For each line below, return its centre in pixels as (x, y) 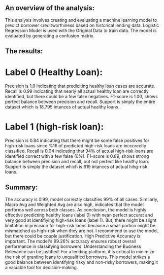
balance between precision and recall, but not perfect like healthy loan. (77, 162)
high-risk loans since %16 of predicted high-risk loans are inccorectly (76, 146)
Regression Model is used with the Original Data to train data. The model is (81, 30)
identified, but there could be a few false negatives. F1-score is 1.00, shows (82, 97)
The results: (24, 51)
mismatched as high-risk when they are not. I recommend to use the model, (82, 231)
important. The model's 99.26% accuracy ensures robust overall (71, 241)
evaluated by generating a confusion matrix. (50, 35)
